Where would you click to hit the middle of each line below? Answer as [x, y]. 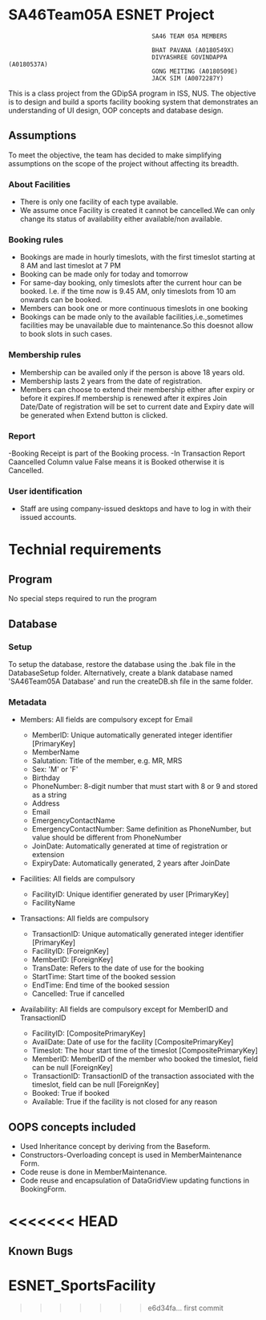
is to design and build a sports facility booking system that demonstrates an [133, 101]
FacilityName [54, 903]
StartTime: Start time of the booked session [104, 977]
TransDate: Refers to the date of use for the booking [118, 968]
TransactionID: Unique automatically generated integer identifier [138, 934]
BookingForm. [43, 1189]
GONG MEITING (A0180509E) [195, 71]
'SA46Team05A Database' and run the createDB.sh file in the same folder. [131, 681]
